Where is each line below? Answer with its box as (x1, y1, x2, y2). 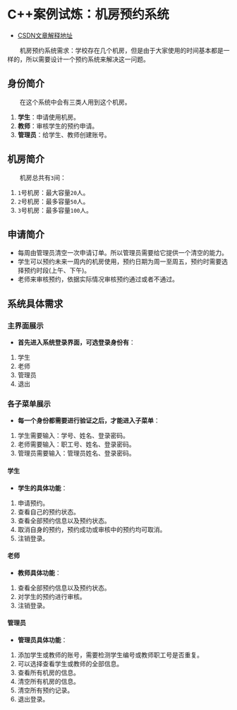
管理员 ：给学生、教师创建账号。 (17, 130, 111, 138)
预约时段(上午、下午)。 (23, 266, 91, 275)
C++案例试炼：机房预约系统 (7, 6, 169, 23)
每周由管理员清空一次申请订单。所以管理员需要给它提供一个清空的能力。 (17, 249, 228, 257)
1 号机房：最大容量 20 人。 (17, 188, 90, 196)
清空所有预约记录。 (17, 686, 74, 694)
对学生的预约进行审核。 (17, 592, 86, 600)
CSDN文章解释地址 (17, 31, 73, 40)
